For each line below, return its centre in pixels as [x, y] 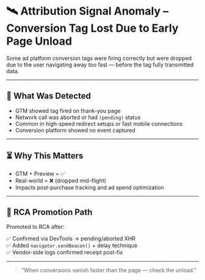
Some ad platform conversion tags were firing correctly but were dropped [99, 58]
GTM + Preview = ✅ [40, 173]
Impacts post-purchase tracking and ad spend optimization [90, 187]
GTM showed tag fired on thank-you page [68, 110]
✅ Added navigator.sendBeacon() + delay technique [72, 246]
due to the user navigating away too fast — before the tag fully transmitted [100, 65]
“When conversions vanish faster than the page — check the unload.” [109, 270]
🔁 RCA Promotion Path [49, 212]
